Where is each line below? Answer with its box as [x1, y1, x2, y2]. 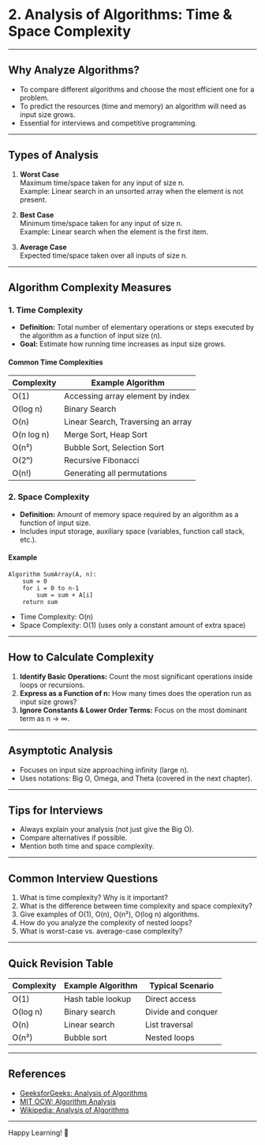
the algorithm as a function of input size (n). [19, 331, 162, 341]
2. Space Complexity [8, 492, 90, 503]
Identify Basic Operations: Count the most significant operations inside [19, 671, 253, 681]
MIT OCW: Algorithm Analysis [19, 1097, 117, 1106]
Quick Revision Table [8, 957, 114, 970]
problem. [19, 93, 50, 102]
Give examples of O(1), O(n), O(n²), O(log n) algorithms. [19, 909, 200, 919]
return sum [22, 598, 58, 606]
